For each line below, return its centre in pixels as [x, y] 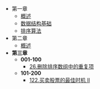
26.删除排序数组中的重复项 [61, 66]
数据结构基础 [36, 23]
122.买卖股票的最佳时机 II [59, 80]
